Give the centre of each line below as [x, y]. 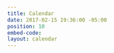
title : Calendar [31, 13]
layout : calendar [32, 39]
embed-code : [24, 33]
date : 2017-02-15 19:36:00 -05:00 [57, 20]
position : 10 [26, 26]
